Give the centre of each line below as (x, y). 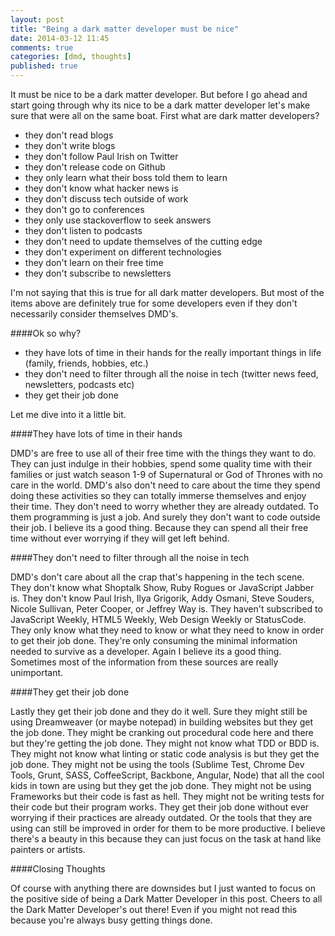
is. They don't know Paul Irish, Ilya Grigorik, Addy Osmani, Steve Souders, (162, 598)
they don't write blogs (70, 145)
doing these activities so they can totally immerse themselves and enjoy (158, 495)
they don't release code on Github (95, 167)
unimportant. (37, 672)
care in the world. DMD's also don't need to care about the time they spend (165, 485)
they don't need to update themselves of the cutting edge (143, 241)
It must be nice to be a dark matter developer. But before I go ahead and (159, 94)
